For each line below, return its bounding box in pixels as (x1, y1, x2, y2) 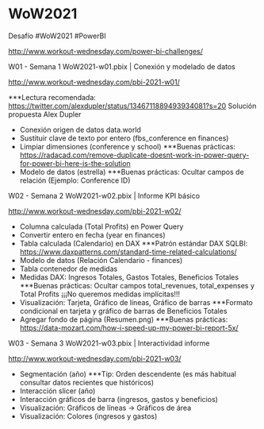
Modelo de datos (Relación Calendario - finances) (19, 255, 183, 265)
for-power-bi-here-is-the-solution (19, 158, 131, 168)
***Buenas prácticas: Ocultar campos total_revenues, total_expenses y (19, 280, 255, 290)
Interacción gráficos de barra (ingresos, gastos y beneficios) (19, 394, 218, 404)
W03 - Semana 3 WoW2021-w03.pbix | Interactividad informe (8, 338, 210, 348)
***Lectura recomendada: (8, 92, 97, 102)
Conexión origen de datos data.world (19, 125, 141, 134)
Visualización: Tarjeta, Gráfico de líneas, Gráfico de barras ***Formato (19, 297, 254, 307)
